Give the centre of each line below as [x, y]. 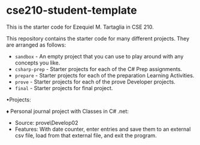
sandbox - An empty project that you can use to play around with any [99, 56]
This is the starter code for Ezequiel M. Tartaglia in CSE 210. [80, 27]
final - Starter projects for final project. [64, 88]
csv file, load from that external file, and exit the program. [86, 135]
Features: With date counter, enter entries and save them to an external [103, 129]
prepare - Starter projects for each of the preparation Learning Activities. [104, 75]
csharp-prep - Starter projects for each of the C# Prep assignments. [99, 69]
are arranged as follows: [36, 45]
